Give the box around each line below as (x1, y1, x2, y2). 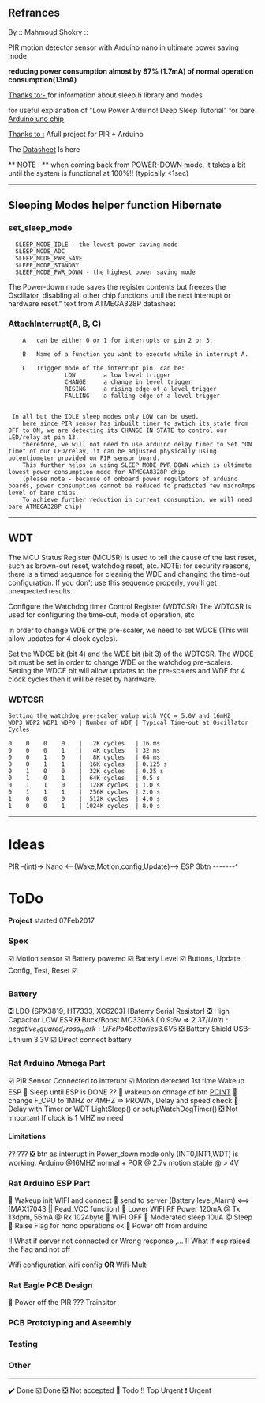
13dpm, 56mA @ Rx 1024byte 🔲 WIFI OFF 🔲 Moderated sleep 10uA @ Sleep (8, 1212, 253, 1222)
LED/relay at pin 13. (8, 433, 80, 442)
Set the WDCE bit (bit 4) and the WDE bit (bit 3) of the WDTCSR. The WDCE (8, 649, 254, 658)
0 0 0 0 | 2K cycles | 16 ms (8, 739, 160, 747)
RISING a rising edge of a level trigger (64, 385, 217, 392)
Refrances (8, 6, 61, 20)
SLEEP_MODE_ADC (15, 247, 65, 256)
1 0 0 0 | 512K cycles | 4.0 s (8, 794, 160, 802)
